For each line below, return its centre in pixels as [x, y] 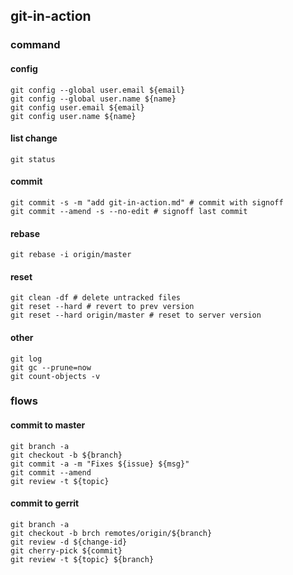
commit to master [48, 425]
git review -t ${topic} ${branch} [82, 559]
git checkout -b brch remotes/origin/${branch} [111, 533]
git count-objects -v [55, 376]
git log [26, 359]
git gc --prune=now [51, 367]
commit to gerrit [45, 503]
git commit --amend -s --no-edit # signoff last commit [129, 211]
